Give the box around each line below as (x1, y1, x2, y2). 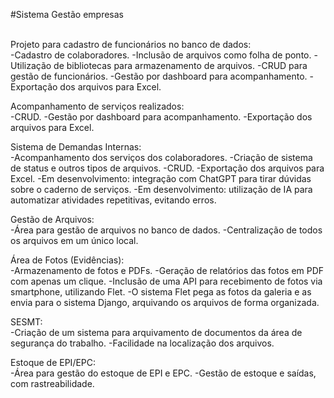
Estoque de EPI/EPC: (10, 357, 97, 368)
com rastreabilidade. (10, 378, 95, 389)
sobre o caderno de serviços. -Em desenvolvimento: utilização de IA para (10, 184, 313, 195)
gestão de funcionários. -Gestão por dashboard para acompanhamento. (10, 70, 308, 82)
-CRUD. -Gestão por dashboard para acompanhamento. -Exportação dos (10, 111, 313, 123)
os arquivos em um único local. (10, 235, 139, 246)
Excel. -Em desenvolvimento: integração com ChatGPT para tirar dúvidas (10, 173, 312, 184)
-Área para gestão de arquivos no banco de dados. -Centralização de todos (10, 224, 323, 236)
